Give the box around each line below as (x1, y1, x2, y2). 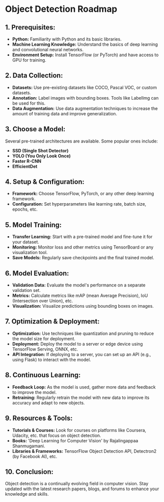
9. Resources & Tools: (5, 414, 73, 423)
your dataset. (12, 239, 39, 245)
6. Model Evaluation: (5, 269, 69, 277)
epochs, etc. (12, 206, 38, 213)
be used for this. (12, 100, 46, 106)
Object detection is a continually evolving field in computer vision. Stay (5, 481, 149, 487)
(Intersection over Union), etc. (12, 298, 73, 304)
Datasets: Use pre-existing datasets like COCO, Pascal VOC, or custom (12, 84, 157, 90)
